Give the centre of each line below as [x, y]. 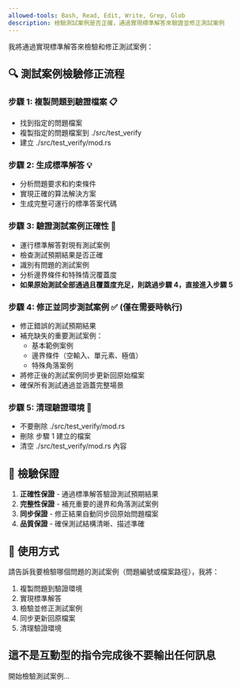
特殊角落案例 [52, 366]
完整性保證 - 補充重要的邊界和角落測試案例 [89, 504]
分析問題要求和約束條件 [58, 184]
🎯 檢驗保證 [34, 473]
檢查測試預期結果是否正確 [61, 255]
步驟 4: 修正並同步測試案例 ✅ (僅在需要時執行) [96, 307]
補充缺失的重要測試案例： [61, 336]
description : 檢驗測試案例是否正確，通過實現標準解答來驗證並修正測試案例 [117, 23]
